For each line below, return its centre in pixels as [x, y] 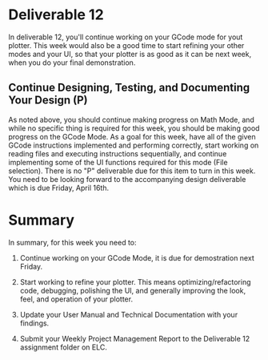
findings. [34, 323]
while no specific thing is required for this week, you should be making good [134, 128]
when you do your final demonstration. [72, 63]
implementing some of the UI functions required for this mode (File [118, 162]
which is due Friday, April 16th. [59, 188]
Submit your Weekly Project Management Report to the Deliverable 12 [135, 338]
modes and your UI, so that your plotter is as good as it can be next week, [130, 54]
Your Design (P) [48, 101]
